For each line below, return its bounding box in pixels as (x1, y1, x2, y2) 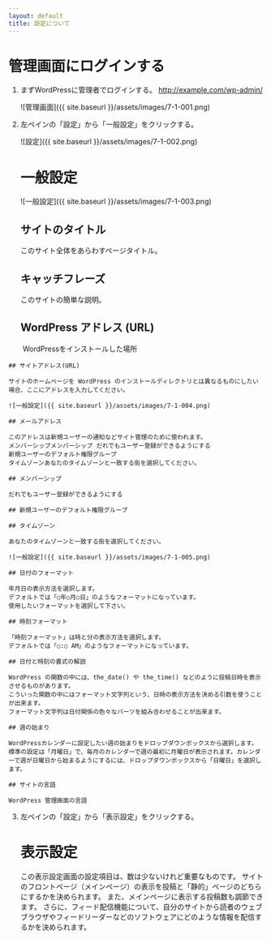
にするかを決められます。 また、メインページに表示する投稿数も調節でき (19, 891, 264, 901)
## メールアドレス (8, 417, 62, 426)
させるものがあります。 (8, 682, 75, 690)
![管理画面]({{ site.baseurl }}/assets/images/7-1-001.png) (19, 102, 211, 112)
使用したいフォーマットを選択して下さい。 (8, 602, 130, 610)
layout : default (8, 11, 63, 20)
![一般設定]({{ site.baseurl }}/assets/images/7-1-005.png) (8, 553, 211, 561)
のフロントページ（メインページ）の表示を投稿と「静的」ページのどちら (19, 881, 262, 891)
